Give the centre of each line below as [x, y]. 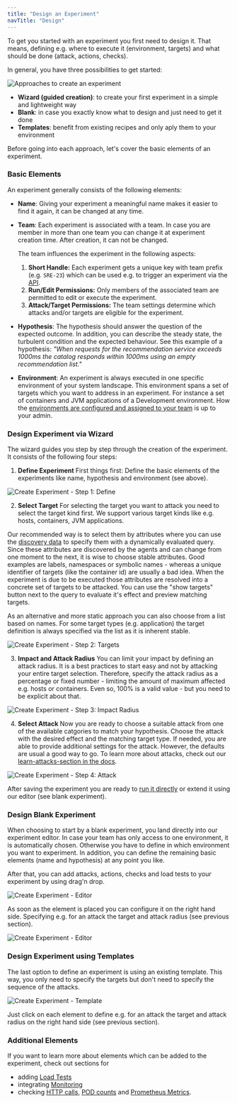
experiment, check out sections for [58, 1063]
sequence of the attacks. [44, 987]
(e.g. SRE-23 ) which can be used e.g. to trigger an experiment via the [128, 275]
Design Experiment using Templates [71, 956]
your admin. [35, 415]
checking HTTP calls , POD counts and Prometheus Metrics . [104, 1092]
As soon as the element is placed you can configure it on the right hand [111, 909]
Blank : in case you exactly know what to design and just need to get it [120, 112]
